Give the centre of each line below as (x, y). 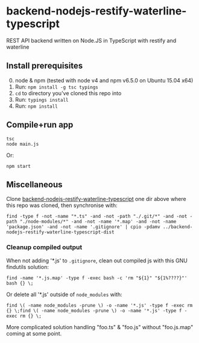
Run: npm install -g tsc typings (56, 87)
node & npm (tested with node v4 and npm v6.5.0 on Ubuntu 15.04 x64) (104, 80)
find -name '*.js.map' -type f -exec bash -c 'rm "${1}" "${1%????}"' (97, 278)
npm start (19, 166)
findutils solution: (28, 267)
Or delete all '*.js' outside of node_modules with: (64, 294)
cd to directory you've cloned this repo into (68, 93)
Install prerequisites (45, 66)
